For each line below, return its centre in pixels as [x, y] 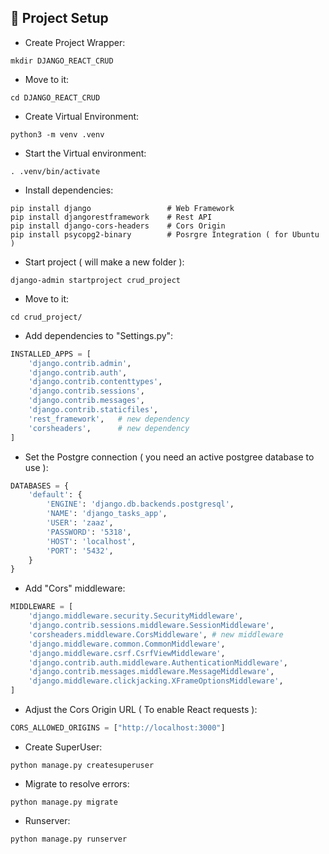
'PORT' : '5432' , [80, 551]
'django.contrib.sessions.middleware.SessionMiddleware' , [151, 626]
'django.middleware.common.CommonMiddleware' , [127, 644]
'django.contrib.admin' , [80, 363]
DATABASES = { [40, 486]
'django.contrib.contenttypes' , [95, 382]
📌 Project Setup [59, 18]
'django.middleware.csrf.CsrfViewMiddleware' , [127, 653]
